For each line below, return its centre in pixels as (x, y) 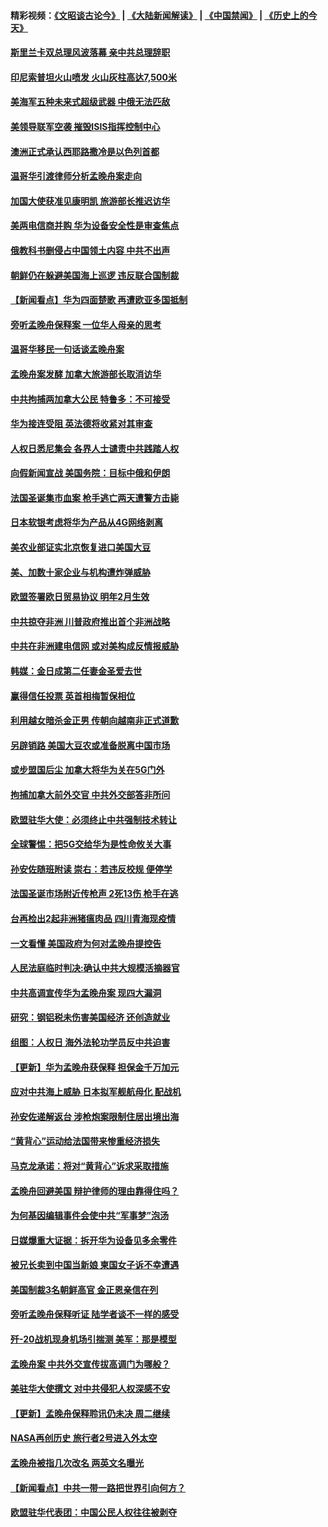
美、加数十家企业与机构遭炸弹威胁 (80, 572)
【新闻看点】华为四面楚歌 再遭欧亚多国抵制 (99, 300)
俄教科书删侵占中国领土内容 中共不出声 (90, 250)
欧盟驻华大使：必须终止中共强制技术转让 (93, 819)
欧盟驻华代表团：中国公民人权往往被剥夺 (93, 1512)
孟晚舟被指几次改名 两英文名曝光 (77, 1463)
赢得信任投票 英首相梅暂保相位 (73, 696)
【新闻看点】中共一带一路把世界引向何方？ (98, 1487)
